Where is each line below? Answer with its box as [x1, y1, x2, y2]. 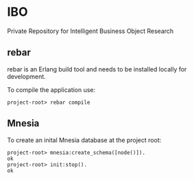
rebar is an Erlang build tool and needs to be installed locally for [7, 65, 187, 73]
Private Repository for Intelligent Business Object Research [7, 27, 174, 35]
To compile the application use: [7, 85, 96, 93]
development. [7, 72, 46, 80]
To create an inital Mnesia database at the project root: [7, 135, 162, 144]
